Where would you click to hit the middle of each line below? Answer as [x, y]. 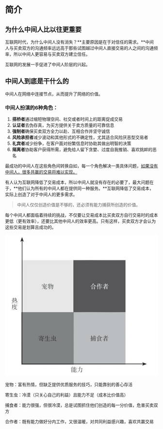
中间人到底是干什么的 [37, 81]
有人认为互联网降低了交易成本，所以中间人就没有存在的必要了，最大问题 [77, 182]
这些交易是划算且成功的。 [31, 227]
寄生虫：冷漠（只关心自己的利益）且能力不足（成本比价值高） [67, 395]
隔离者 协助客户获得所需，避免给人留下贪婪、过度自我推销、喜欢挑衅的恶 [84, 150]
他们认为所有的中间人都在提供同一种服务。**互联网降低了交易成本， [86, 189]
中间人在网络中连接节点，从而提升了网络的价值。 [54, 94]
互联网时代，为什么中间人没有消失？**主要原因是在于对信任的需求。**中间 [80, 42]
